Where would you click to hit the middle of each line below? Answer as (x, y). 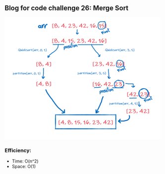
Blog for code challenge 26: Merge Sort (67, 8)
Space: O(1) (24, 167)
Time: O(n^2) (25, 161)
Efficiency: (18, 150)
